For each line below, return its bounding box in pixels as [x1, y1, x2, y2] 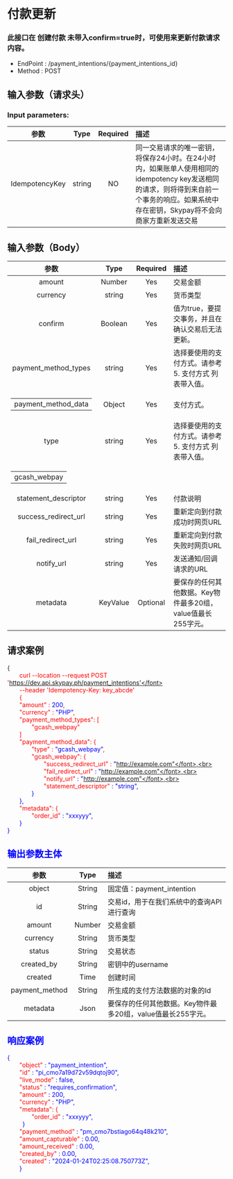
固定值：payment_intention [107, 884, 196, 893]
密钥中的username [107, 959, 169, 969]
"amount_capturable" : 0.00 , [19, 1135, 100, 1144]
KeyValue [98, 597, 130, 607]
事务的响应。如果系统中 [141, 195, 219, 205]
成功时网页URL [173, 517, 222, 527]
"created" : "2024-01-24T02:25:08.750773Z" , [19, 1157, 150, 1165]
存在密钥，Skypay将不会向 [135, 206, 223, 216]
